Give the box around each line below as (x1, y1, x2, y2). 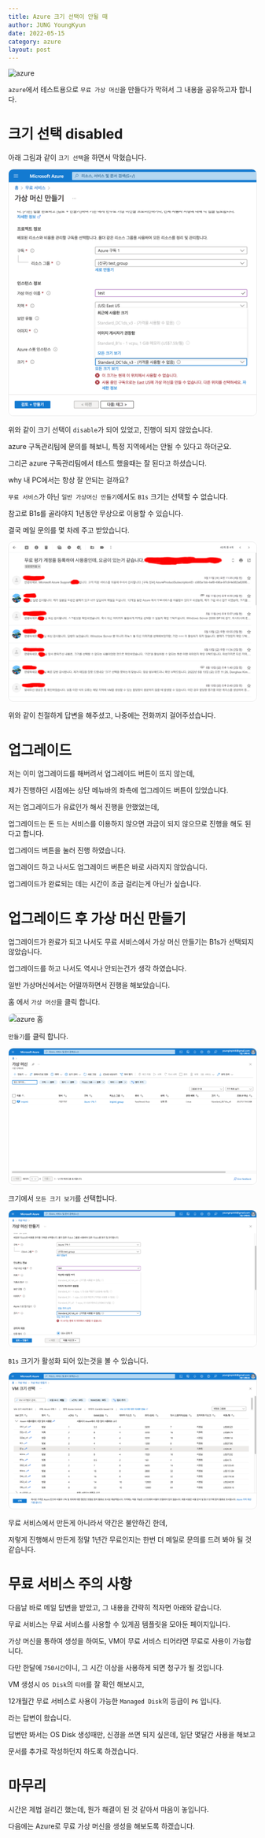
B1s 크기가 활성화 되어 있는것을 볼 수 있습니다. (8, 1356, 149, 1365)
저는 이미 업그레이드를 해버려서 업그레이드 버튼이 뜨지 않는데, (8, 769, 195, 778)
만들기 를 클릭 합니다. (8, 1032, 69, 1042)
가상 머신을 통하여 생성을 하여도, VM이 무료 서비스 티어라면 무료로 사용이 (8, 1636, 231, 1646)
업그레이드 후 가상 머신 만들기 (8, 910, 186, 927)
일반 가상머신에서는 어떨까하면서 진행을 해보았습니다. (8, 981, 171, 990)
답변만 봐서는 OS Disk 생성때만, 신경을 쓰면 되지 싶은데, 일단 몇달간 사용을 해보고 (8, 1729, 256, 1739)
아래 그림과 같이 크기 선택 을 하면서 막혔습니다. (8, 153, 147, 162)
